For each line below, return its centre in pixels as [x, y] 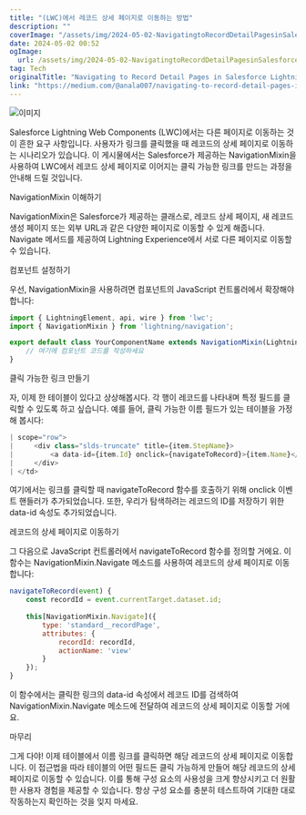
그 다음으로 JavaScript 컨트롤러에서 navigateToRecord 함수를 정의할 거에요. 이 [150, 551]
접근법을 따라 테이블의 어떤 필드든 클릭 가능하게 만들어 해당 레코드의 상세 [167, 767]
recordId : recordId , [97, 642]
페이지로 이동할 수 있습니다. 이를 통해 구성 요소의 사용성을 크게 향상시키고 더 [144, 779]
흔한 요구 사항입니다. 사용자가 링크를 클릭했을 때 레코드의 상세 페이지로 [144, 143]
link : [20, 86]
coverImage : [32, 35]
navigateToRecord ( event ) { [61, 591]
